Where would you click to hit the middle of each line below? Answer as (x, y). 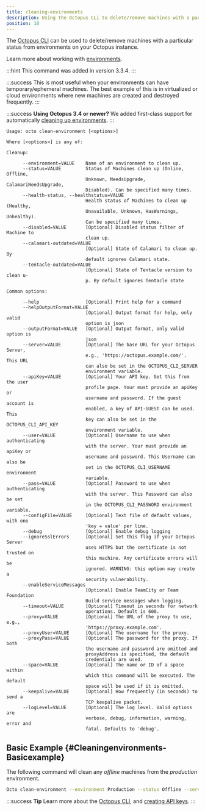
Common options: (27, 291)
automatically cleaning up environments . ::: (60, 120)
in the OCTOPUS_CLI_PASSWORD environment (138, 505)
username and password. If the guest (133, 398)
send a (15, 697)
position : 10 (23, 23)
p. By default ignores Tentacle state (135, 281)
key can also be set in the (121, 420)
